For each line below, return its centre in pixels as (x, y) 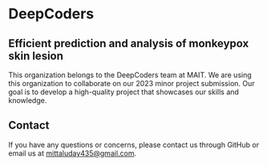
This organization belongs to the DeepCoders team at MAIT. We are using (130, 75)
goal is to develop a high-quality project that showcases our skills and (123, 92)
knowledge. (28, 100)
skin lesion (36, 55)
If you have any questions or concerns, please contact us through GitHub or (133, 144)
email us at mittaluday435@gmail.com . (73, 153)
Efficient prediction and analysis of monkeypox (129, 43)
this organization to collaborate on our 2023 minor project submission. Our (131, 83)
